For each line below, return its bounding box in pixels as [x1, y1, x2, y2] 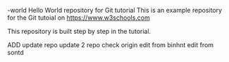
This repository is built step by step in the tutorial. [7, 27, 151, 35]
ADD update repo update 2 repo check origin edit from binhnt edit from [7, 41, 213, 49]
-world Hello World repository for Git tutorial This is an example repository [7, 6, 223, 14]
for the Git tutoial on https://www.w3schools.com [7, 13, 150, 22]
